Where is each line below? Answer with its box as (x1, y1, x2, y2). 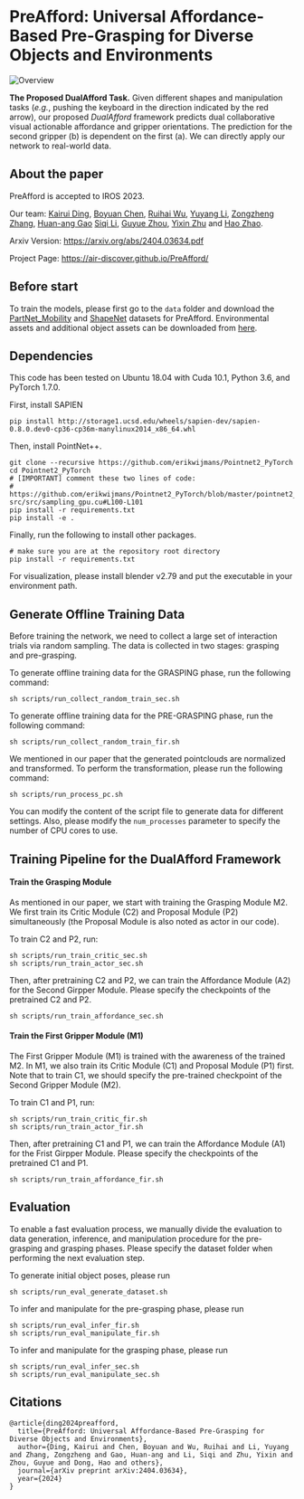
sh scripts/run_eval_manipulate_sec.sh (9, 1370, 160, 1379)
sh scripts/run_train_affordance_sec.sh (9, 1011, 165, 1020)
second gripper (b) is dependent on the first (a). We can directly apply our (9, 130, 286, 141)
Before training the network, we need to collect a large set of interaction (9, 631, 278, 641)
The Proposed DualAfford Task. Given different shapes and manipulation (9, 92, 283, 103)
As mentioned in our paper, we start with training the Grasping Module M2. (9, 897, 288, 907)
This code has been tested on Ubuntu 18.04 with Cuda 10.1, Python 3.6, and (9, 373, 290, 384)
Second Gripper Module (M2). (9, 1079, 121, 1090)
